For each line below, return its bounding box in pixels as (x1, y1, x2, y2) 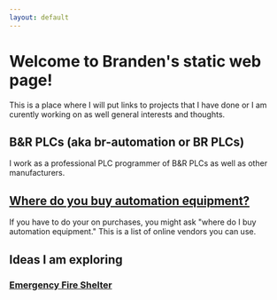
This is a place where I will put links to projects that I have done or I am (9, 99, 267, 110)
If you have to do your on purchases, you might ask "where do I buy (9, 217, 257, 227)
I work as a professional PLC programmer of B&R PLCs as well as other (9, 158, 268, 169)
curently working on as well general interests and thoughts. (9, 108, 226, 120)
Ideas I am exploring (9, 252, 123, 267)
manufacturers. (9, 168, 65, 178)
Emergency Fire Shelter (9, 279, 112, 291)
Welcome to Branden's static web (9, 51, 262, 71)
